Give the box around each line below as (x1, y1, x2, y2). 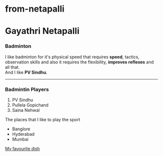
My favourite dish (5, 145, 40, 151)
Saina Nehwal (12, 107, 40, 113)
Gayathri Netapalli (5, 26, 80, 37)
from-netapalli (5, 3, 65, 15)
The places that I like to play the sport (5, 116, 81, 122)
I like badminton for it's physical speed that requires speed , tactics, (5, 54, 140, 60)
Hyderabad (12, 131, 35, 137)
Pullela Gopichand (12, 102, 49, 108)
